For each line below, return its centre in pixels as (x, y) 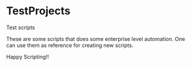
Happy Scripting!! (28, 56)
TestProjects (38, 11)
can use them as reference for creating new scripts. (70, 45)
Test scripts (21, 27)
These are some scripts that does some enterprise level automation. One (96, 39)
